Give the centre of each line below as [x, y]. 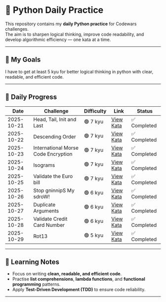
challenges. [17, 29]
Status [145, 111]
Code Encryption [53, 154]
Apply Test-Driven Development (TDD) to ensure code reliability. [79, 290]
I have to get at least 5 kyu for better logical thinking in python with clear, [79, 72]
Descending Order [55, 136]
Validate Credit [50, 218]
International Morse [56, 148]
